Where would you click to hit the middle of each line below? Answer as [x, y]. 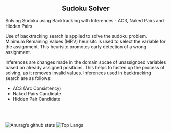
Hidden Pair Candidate [36, 99]
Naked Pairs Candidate [37, 93]
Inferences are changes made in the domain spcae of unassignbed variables [86, 62]
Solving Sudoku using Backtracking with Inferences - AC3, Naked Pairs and [85, 20]
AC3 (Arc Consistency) [37, 88]
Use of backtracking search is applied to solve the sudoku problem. [76, 36]
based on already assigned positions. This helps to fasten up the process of [85, 67]
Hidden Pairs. [20, 26]
